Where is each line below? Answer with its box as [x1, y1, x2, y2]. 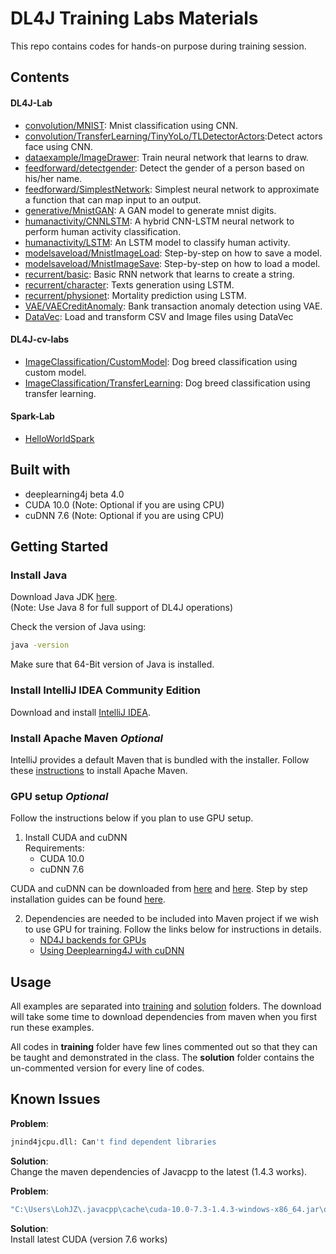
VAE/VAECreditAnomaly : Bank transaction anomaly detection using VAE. [24, 300, 323, 312]
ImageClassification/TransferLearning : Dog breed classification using [24, 377, 311, 389]
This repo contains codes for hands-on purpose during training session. [10, 40, 307, 52]
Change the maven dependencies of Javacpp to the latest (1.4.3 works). [10, 1165, 308, 1177]
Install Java [10, 568, 68, 582]
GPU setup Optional [10, 789, 109, 803]
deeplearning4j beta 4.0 [24, 488, 125, 500]
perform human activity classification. [24, 225, 182, 237]
